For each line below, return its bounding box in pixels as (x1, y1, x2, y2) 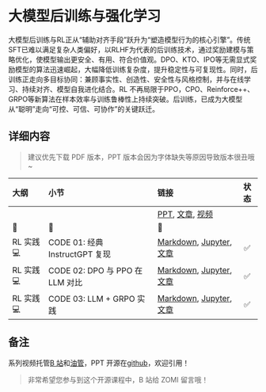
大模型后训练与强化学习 (8, 7, 161, 25)
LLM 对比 (48, 277, 83, 288)
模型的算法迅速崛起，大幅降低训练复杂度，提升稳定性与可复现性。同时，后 (14, 64, 258, 74)
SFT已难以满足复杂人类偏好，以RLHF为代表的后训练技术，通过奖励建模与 (8, 44, 247, 54)
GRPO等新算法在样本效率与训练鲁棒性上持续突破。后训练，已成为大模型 (8, 94, 243, 104)
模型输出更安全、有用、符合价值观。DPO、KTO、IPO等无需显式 (42, 55, 250, 64)
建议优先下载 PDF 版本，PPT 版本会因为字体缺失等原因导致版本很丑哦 (27, 152, 255, 162)
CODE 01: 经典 (48, 237, 104, 248)
